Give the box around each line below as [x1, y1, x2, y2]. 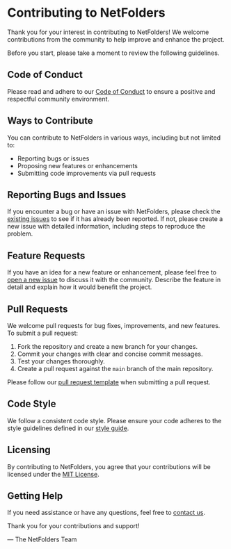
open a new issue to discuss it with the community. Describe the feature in [7, 276, 221, 284]
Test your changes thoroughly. [17, 357, 106, 366]
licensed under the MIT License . [7, 470, 99, 478]
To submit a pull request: [7, 329, 79, 337]
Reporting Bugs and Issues [7, 189, 127, 201]
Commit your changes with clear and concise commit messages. [17, 350, 203, 358]
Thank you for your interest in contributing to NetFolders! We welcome [7, 28, 209, 36]
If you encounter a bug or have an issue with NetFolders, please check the [7, 207, 221, 216]
